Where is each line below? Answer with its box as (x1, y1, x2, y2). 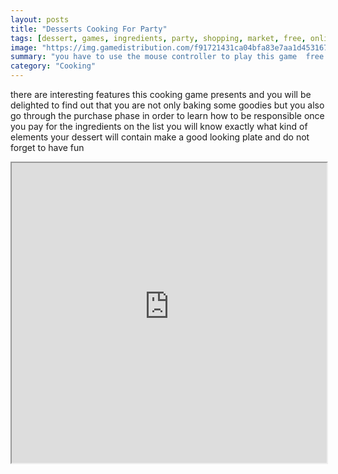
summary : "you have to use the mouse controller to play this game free (10, 52, 325, 62)
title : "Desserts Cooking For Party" (10, 24, 168, 34)
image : (10, 42, 38, 53)
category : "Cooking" (10, 61, 97, 71)
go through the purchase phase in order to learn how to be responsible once (10, 110, 325, 121)
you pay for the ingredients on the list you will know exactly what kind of (10, 121, 308, 132)
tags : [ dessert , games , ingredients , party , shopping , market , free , (10, 33, 307, 43)
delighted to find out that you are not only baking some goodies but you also (10, 99, 325, 111)
